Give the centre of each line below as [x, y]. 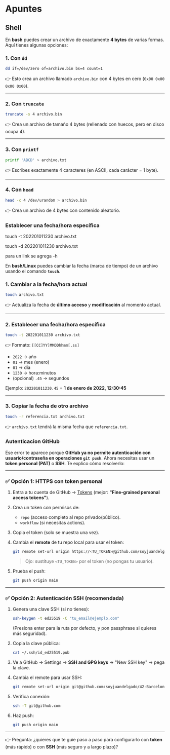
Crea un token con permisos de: [46, 508]
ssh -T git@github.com [36, 706]
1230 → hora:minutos [34, 373]
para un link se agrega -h [32, 256]
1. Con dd [16, 58]
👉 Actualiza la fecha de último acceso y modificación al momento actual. [83, 305]
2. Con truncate [25, 104]
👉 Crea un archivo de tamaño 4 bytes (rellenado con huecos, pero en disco [85, 124]
